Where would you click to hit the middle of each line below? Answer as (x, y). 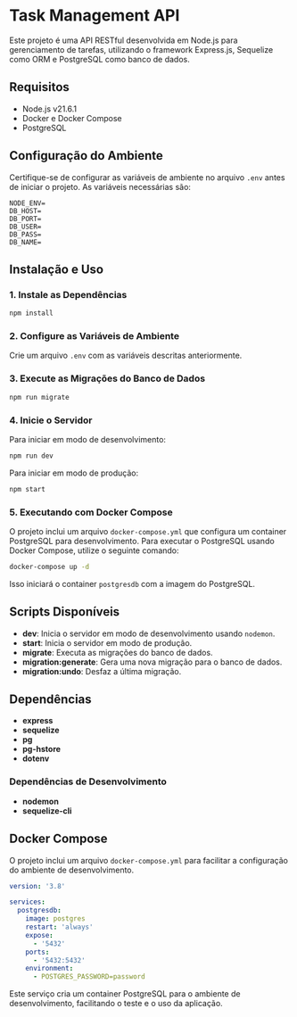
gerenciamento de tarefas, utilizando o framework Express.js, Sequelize (141, 49)
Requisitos (39, 87)
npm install (31, 313)
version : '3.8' (37, 886)
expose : (39, 935)
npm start (28, 489)
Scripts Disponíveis (65, 612)
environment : (49, 969)
